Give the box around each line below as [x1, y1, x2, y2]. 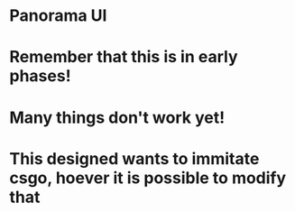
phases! [9, 66, 71, 87]
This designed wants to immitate [9, 148, 260, 169]
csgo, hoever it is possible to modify [9, 168, 287, 188]
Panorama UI [9, 5, 107, 26]
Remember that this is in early [9, 47, 238, 68]
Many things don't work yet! [9, 107, 226, 127]
